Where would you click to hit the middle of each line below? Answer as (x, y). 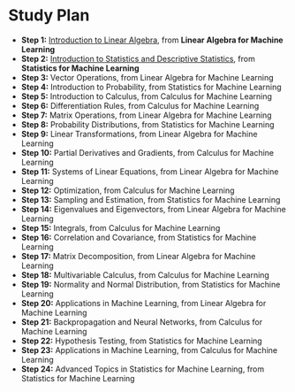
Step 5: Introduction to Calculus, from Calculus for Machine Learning (147, 96)
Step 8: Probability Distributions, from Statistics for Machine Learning (147, 124)
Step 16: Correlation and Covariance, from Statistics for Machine (139, 237)
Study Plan (49, 15)
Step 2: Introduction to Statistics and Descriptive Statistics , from (138, 58)
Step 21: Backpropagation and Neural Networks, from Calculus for (141, 322)
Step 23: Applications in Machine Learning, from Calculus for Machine (149, 350)
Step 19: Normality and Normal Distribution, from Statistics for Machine (151, 284)
